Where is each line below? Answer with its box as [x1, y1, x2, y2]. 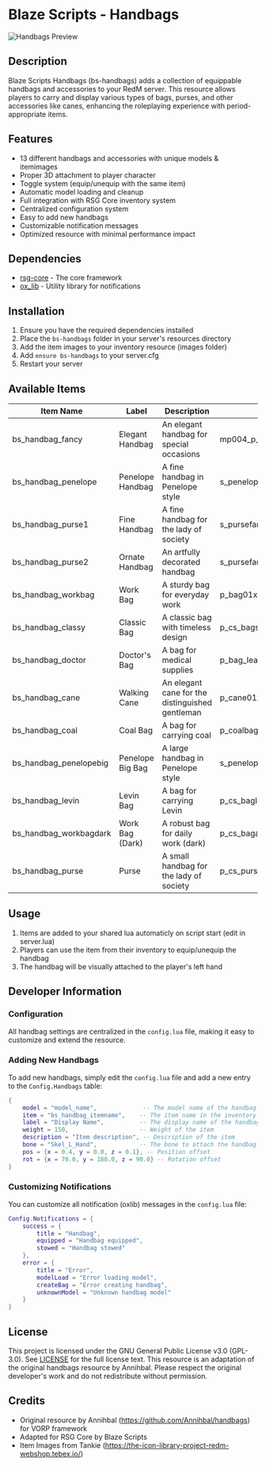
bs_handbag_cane [12, 692, 81, 703]
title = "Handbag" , [36, 1229, 101, 1237]
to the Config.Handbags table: [8, 1081, 103, 1091]
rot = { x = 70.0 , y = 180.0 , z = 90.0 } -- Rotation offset [22, 1155, 222, 1163]
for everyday [161, 589, 210, 600]
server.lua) [19, 936, 55, 946]
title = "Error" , [36, 1266, 93, 1274]
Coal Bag [118, 725, 153, 736]
